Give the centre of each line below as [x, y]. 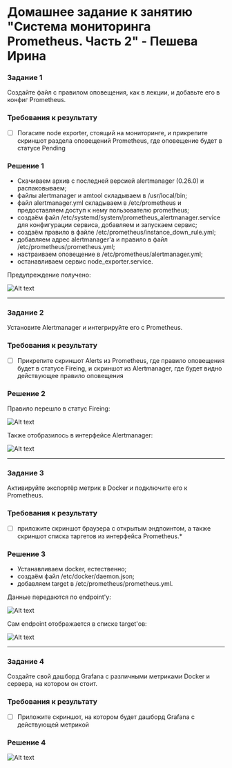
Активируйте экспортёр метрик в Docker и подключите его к [97, 488]
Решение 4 [27, 742]
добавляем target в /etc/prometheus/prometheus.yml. [95, 584]
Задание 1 [25, 78]
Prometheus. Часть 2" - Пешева [103, 41]
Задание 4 [26, 661]
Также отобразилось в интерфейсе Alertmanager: [80, 435]
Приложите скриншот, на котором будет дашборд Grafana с [106, 717]
